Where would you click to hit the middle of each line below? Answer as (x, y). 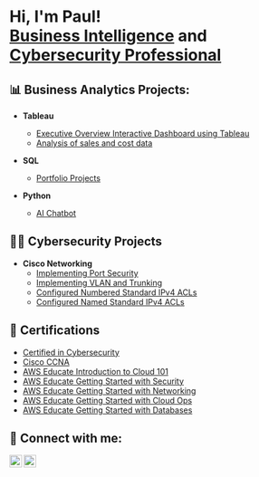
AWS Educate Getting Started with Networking (109, 390)
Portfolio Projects (68, 178)
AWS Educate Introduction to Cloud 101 (96, 371)
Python (37, 196)
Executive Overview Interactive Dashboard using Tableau (143, 134)
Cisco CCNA (46, 362)
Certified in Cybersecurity (71, 352)
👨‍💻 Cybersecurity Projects (86, 242)
